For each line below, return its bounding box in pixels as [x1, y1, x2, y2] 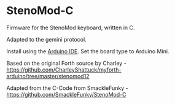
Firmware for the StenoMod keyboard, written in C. [6, 24, 135, 31]
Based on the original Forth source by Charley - [6, 59, 127, 67]
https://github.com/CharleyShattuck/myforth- [6, 65, 122, 73]
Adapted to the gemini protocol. [6, 35, 87, 43]
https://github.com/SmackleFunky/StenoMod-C [6, 91, 126, 98]
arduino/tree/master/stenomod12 [6, 72, 90, 80]
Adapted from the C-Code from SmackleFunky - [6, 84, 128, 92]
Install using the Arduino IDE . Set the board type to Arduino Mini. [6, 47, 169, 55]
